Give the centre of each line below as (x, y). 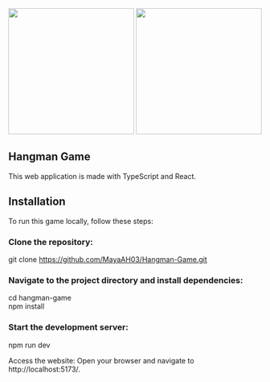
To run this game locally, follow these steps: (81, 221)
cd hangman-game (40, 298)
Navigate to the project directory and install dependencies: (126, 280)
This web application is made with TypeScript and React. (102, 176)
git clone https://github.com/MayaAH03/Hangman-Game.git (108, 259)
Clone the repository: (51, 242)
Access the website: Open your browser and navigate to (101, 360)
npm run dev (29, 345)
